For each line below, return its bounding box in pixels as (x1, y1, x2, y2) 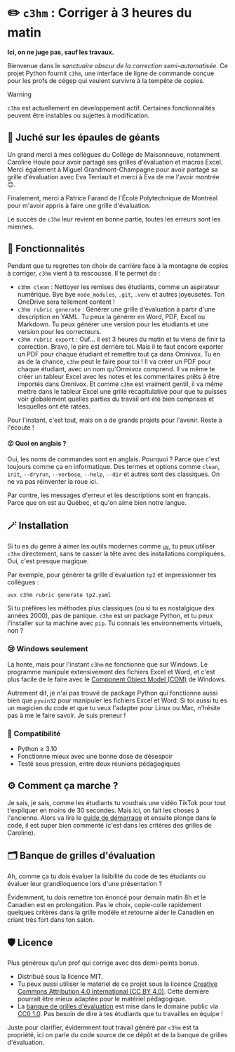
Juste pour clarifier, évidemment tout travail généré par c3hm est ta (7, 1023, 199, 1032)
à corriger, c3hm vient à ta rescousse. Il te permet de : (7, 269, 161, 277)
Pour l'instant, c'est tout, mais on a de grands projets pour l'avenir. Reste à (7, 416, 222, 424)
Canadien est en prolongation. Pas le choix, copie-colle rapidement (7, 900, 202, 909)
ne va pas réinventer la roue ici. (7, 477, 98, 485)
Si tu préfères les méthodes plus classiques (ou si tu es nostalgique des (7, 604, 215, 612)
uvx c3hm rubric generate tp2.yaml (7, 591, 112, 598)
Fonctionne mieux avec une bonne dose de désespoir (17, 752, 173, 761)
